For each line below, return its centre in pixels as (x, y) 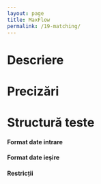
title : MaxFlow (29, 20)
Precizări (33, 91)
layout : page (26, 13)
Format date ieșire (33, 157)
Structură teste (51, 122)
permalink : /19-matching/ (44, 26)
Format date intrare (35, 142)
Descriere (35, 60)
